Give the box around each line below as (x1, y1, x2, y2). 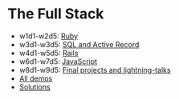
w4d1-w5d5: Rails (18, 48, 79, 57)
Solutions (18, 81, 51, 92)
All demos (18, 73, 53, 83)
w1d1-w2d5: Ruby (18, 31, 78, 41)
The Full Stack (7, 5, 104, 23)
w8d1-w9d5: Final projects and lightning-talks (18, 65, 171, 74)
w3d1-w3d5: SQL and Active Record (18, 39, 140, 49)
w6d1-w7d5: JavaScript (18, 57, 98, 66)
